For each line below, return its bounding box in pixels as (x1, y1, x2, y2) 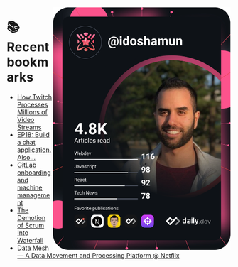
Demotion (16, 213, 46, 222)
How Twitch (16, 92, 53, 101)
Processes (16, 100, 48, 109)
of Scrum (16, 221, 45, 229)
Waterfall (16, 236, 44, 244)
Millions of (16, 107, 48, 116)
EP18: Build (16, 130, 50, 138)
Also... (16, 153, 36, 161)
